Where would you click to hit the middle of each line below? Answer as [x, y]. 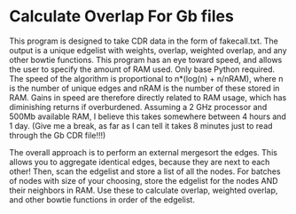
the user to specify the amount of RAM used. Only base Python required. [142, 69]
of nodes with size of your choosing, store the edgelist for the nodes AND [144, 180]
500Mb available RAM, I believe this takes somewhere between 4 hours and [148, 116]
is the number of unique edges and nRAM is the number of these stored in [144, 88]
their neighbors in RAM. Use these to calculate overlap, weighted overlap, [144, 190]
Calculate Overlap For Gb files [122, 16]
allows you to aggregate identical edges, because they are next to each [140, 162]
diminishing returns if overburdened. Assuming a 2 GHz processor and [138, 107]
